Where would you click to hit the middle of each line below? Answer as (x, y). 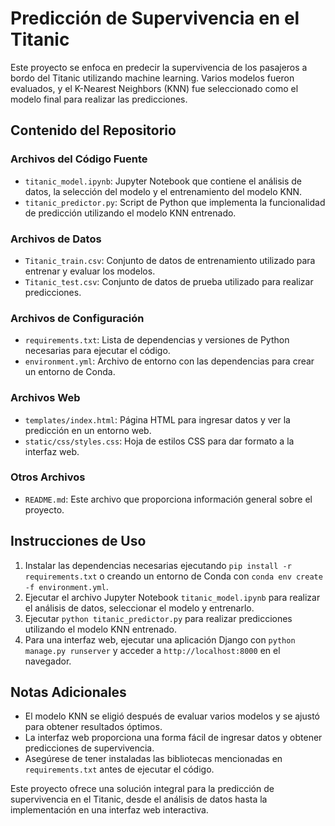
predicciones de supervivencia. (89, 748)
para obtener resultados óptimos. (93, 727)
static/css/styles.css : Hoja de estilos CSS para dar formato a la (159, 441)
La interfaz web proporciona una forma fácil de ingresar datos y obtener (173, 738)
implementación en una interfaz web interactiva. (109, 810)
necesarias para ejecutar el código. (97, 351)
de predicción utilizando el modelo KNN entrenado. (130, 213)
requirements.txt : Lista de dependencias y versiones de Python (157, 340)
